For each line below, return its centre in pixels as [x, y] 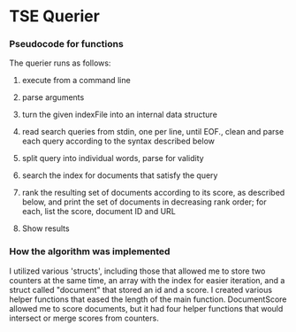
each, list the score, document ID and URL [99, 212]
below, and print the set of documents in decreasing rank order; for [144, 202]
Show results [46, 228]
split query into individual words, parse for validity [113, 158]
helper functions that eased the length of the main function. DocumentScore [148, 299]
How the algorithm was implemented [90, 251]
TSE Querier [54, 16]
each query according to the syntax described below [118, 141]
